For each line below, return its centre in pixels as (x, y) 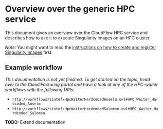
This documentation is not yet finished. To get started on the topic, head (78, 79)
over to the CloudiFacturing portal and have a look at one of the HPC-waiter (81, 84)
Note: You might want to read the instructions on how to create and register (81, 47)
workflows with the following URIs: (40, 89)
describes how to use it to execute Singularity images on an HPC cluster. (78, 38)
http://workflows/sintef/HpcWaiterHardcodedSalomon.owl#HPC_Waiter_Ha (85, 109)
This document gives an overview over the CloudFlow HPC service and (76, 32)
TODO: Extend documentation (35, 122)
